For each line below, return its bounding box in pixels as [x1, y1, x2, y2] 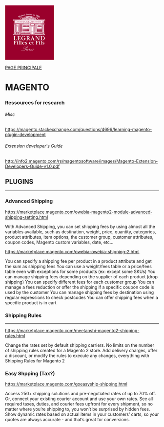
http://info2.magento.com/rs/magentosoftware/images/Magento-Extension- [5, 158, 158, 164]
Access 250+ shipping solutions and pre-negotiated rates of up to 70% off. [5, 391, 156, 397]
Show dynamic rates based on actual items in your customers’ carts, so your [5, 411, 159, 417]
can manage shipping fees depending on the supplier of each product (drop [5, 273, 158, 279]
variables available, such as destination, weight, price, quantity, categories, [5, 228, 156, 235]
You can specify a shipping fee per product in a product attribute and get [5, 258, 152, 264]
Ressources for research [5, 99, 65, 106]
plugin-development [5, 132, 46, 137]
